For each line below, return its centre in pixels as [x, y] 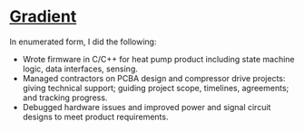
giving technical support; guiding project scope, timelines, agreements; [156, 88]
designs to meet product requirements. [95, 117]
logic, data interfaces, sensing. [80, 69]
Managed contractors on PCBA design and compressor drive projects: [154, 78]
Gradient [43, 17]
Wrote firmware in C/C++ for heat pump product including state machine [158, 59]
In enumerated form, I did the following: [83, 42]
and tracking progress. [65, 98]
